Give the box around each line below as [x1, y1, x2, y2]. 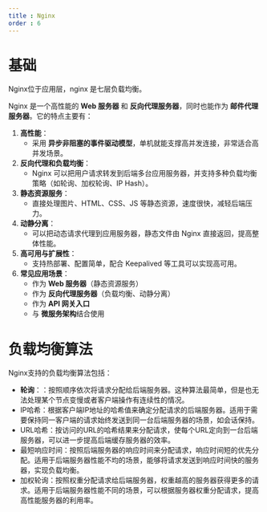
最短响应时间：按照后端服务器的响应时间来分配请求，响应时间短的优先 [19, 445, 253, 455]
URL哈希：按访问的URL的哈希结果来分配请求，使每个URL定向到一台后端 [19, 425, 258, 435]
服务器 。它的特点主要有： [8, 112, 93, 121]
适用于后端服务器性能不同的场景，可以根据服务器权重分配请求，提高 [34, 486, 259, 495]
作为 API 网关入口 [31, 299, 91, 309]
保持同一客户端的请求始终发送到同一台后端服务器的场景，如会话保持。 [26, 415, 259, 425]
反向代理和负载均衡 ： [19, 158, 91, 169]
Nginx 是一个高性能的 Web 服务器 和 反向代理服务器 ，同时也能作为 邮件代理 [8, 101, 259, 111]
